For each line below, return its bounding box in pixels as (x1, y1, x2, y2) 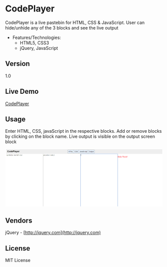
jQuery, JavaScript (19, 45, 58, 51)
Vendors (5, 216, 32, 225)
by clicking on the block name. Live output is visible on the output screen (5, 133, 156, 140)
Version (5, 59, 30, 68)
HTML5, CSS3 (19, 39, 49, 45)
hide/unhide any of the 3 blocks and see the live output (5, 24, 119, 30)
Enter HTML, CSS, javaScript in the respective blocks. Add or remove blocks (5, 128, 162, 134)
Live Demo (5, 87, 39, 96)
